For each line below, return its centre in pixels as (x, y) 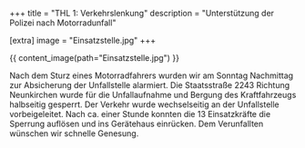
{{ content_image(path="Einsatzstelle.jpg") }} (95, 58)
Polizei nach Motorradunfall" (63, 23)
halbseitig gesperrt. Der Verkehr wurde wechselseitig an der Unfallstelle (144, 104)
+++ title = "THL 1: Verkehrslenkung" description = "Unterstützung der (142, 13)
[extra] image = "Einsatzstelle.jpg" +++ (83, 40)
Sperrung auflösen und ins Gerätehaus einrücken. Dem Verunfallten (137, 123)
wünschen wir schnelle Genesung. (74, 133)
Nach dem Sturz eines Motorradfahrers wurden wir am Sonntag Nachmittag (152, 75)
